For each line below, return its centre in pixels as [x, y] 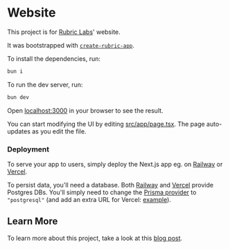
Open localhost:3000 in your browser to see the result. [86, 110]
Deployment [28, 149]
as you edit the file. [59, 131]
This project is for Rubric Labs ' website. [64, 32]
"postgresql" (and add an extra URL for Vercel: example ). [89, 199]
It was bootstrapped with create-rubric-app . [71, 45]
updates [19, 131]
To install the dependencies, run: [54, 58]
